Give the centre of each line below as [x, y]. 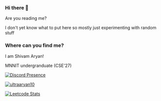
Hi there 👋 [17, 8]
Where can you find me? [35, 46]
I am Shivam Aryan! [25, 56]
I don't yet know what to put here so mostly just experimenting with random [81, 28]
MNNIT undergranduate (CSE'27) [38, 66]
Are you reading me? [26, 18]
